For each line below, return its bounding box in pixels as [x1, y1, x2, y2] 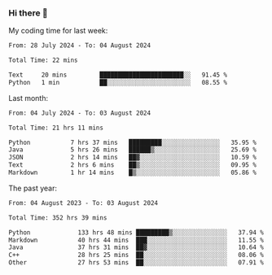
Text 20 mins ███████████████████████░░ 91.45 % [8, 71, 228, 80]
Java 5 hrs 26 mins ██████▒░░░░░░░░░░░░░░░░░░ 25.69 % [8, 146, 257, 154]
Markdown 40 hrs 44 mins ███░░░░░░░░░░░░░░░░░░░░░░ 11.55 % [8, 236, 265, 244]
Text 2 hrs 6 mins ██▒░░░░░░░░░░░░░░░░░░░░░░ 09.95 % [8, 161, 257, 169]
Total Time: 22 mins [8, 56, 79, 64]
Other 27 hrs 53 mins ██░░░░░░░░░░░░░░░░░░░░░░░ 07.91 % [8, 259, 265, 267]
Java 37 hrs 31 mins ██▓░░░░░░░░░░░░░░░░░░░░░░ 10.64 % [8, 243, 265, 251]
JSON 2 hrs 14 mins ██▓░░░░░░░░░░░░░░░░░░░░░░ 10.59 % [8, 154, 257, 162]
